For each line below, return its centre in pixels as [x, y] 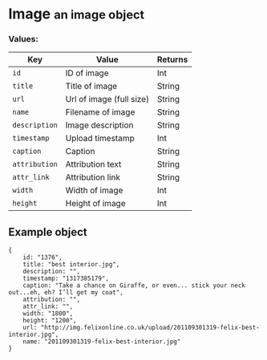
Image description [99, 125]
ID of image [87, 73]
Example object [48, 232]
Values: [23, 39]
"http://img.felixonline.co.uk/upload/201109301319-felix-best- [150, 328]
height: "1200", [50, 321]
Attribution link [93, 177]
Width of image [94, 191]
